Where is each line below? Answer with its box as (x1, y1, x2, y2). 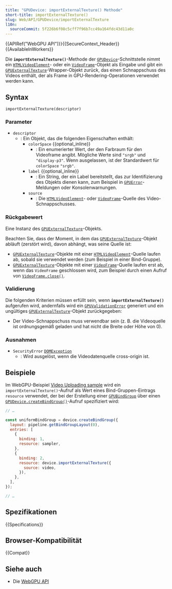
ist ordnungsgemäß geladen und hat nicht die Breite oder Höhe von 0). (12, 323, 163, 329)
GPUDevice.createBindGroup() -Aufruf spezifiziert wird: (5, 398, 120, 404)
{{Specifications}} (5, 521, 44, 527)
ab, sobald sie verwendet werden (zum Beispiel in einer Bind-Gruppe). (12, 256, 162, 262)
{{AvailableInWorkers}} (5, 46, 54, 52)
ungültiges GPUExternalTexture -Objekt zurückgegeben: (5, 308, 122, 314)
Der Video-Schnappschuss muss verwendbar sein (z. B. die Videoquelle (12, 318, 166, 324)
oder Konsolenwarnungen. (61, 184, 117, 191)
